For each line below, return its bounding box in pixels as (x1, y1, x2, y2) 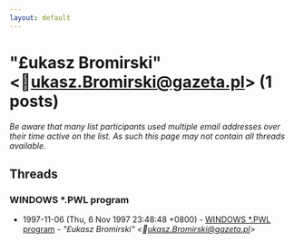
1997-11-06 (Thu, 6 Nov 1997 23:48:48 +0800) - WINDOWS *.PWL (22, 214, 271, 225)
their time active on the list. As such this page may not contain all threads (9, 131, 286, 141)
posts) (9, 91, 59, 112)
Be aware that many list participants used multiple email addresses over (9, 121, 281, 131)
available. (9, 140, 47, 151)
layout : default (9, 13, 71, 23)
